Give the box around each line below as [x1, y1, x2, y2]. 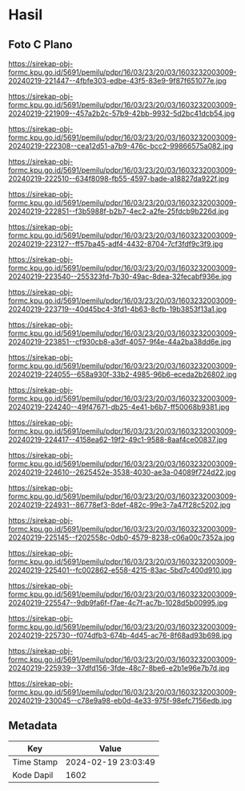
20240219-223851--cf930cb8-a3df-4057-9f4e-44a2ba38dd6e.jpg [8, 337, 232, 346]
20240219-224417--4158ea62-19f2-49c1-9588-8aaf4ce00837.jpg [8, 435, 228, 444]
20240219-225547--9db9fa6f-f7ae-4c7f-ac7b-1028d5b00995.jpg [8, 598, 228, 607]
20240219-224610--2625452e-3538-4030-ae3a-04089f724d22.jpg [8, 467, 236, 477]
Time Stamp [12, 756, 58, 768]
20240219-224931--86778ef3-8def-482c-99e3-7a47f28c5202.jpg [8, 500, 231, 509]
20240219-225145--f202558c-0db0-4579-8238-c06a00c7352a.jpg [8, 532, 235, 542]
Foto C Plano [8, 38, 73, 51]
